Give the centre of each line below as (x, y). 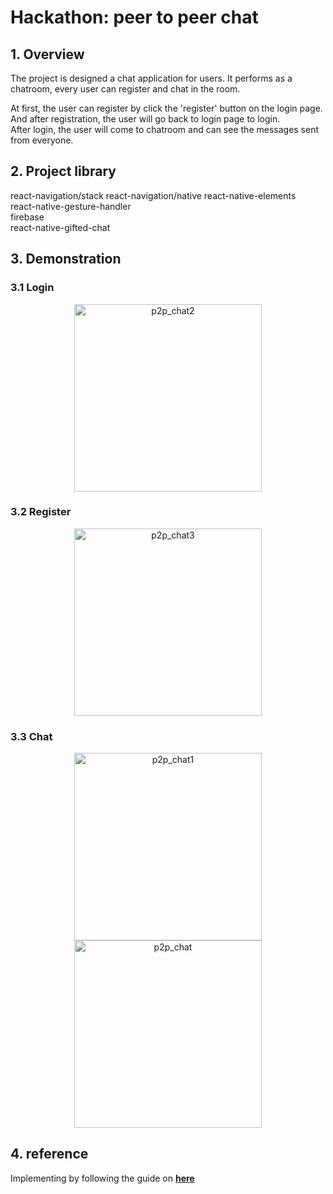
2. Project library (63, 171)
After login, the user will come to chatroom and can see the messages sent (165, 129)
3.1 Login (32, 288)
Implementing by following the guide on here (102, 1178)
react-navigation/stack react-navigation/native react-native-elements (153, 195)
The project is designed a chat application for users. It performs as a (151, 78)
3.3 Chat (31, 736)
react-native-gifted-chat (60, 227)
